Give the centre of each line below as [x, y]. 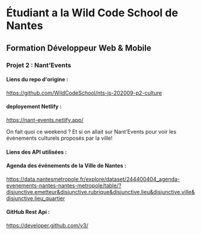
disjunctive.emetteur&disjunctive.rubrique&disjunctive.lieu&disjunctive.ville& [100, 192]
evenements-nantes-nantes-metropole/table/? [64, 185]
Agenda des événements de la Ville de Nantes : [66, 166]
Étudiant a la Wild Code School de [92, 13]
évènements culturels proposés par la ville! [60, 138]
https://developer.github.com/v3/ [47, 225]
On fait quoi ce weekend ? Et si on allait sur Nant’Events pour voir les [91, 131]
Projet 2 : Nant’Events [39, 65]
